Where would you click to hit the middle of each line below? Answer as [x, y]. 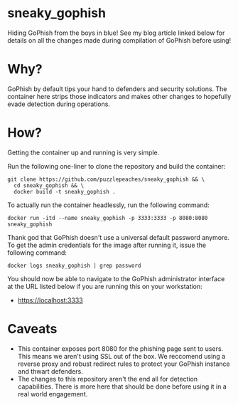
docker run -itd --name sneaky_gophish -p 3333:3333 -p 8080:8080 [108, 218]
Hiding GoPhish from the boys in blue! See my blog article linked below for [116, 33]
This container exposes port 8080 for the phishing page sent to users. [120, 348]
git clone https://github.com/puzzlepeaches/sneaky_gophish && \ [106, 179]
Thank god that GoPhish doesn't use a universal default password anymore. [118, 237]
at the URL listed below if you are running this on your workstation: [105, 286]
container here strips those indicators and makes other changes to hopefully [119, 96]
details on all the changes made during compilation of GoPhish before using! [119, 40]
